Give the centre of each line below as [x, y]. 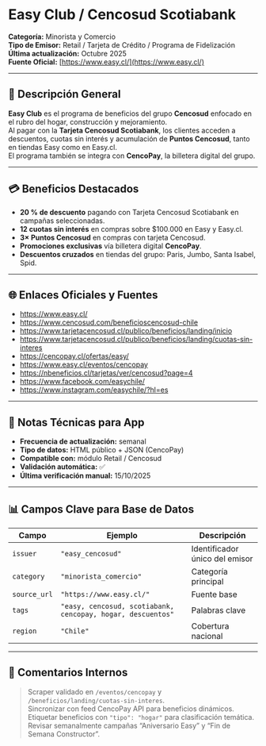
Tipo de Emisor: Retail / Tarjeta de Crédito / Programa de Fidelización [122, 44]
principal [207, 581]
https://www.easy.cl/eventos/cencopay [84, 365]
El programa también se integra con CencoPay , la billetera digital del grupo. [132, 156]
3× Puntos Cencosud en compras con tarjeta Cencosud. [112, 237]
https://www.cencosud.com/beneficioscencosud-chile [109, 322]
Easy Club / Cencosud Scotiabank [122, 15]
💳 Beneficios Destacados [74, 189]
